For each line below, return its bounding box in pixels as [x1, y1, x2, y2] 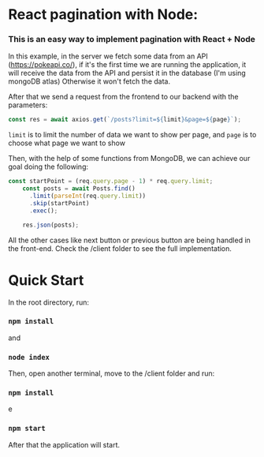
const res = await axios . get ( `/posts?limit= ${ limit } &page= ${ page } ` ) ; [8, 116, 242, 124]
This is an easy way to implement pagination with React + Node [8, 34, 256, 45]
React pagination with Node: [8, 6, 199, 24]
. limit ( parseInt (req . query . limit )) [28, 192, 147, 200]
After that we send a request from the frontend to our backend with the [8, 92, 239, 102]
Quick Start [8, 271, 84, 289]
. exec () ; [28, 207, 58, 215]
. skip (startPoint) [28, 199, 90, 207]
